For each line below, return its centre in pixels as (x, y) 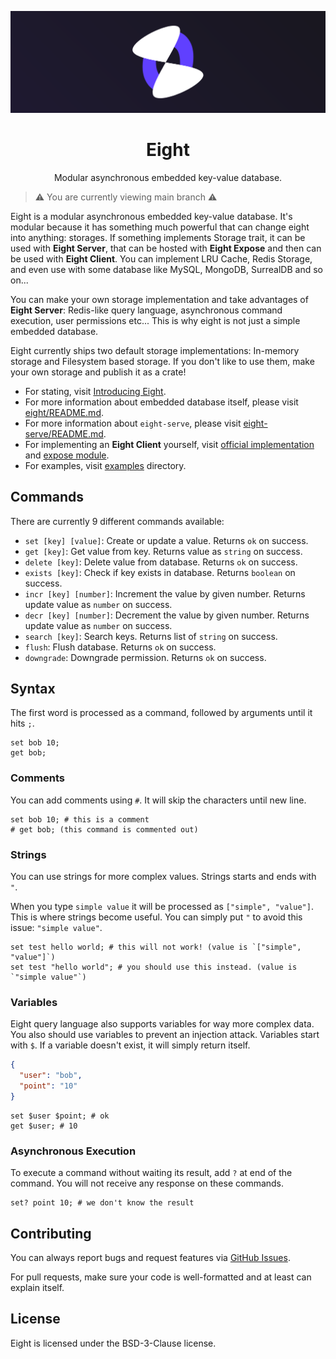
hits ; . (22, 723)
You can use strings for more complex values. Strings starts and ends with (163, 877)
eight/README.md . (64, 412)
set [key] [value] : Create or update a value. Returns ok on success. (166, 540)
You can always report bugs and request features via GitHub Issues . (150, 1257)
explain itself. (37, 1287)
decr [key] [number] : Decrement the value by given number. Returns (167, 615)
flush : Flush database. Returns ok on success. (120, 647)
